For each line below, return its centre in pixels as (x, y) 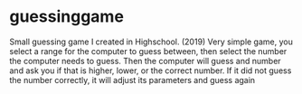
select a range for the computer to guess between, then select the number (148, 51)
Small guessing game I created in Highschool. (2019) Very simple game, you (151, 42)
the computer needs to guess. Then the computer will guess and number (146, 61)
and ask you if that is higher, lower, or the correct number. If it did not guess (151, 70)
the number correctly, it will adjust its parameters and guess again (132, 80)
